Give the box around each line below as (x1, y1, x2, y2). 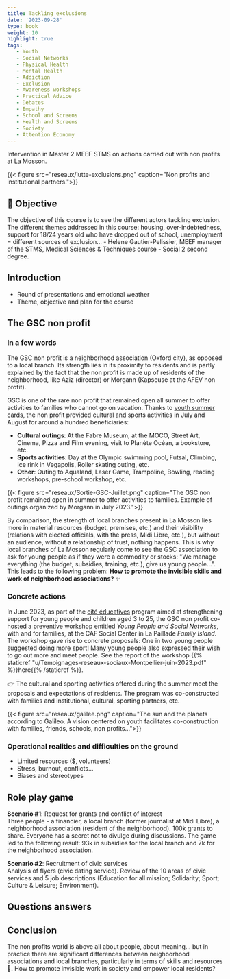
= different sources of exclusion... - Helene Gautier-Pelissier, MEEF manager (7, 238, 222, 246)
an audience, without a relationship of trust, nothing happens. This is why (7, 537, 214, 546)
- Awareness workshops (16, 86, 81, 93)
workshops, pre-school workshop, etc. (16, 474, 127, 483)
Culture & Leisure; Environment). (7, 881, 99, 889)
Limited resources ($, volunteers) (16, 757, 112, 765)
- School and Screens (16, 112, 78, 119)
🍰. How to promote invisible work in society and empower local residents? (7, 965, 216, 973)
